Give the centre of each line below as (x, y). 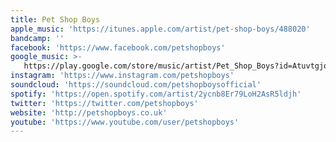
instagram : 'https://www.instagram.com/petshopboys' (122, 76)
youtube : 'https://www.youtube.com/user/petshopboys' (125, 122)
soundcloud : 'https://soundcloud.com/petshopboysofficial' (136, 85)
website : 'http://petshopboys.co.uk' (89, 112)
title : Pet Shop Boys (55, 19)
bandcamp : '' (37, 38)
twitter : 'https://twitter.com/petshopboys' (104, 103)
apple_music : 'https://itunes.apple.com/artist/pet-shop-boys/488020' (160, 29)
